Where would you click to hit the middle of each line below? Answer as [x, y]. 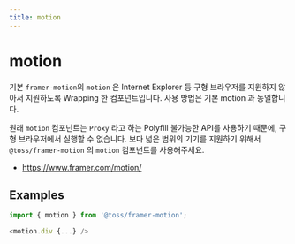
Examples [37, 195]
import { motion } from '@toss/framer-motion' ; [98, 216]
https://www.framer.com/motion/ [82, 167]
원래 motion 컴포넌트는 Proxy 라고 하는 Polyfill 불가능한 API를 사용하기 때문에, [143, 127]
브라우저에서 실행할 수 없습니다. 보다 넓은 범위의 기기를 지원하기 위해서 [140, 139]
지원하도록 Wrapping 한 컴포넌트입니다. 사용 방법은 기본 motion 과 [140, 97]
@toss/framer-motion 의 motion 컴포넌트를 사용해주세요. [107, 149]
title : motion [35, 17]
